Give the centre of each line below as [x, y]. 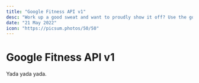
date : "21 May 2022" [32, 23]
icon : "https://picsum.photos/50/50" [53, 28]
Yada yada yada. [26, 74]
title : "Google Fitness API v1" [46, 12]
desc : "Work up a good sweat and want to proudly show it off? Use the [96, 17]
